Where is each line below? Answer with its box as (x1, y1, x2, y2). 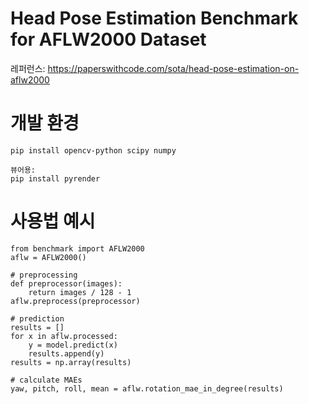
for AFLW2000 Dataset (10, 28, 207, 51)
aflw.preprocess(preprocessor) (10, 296, 141, 306)
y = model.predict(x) (28, 340, 118, 350)
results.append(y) (28, 348, 105, 359)
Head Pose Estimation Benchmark (10, 7, 299, 30)
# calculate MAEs (10, 375, 83, 385)
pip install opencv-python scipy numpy (10, 145, 177, 156)
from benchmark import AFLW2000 (10, 243, 145, 254)
